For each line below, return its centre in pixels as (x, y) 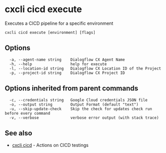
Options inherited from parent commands (72, 89)
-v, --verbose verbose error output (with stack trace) (84, 118)
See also (18, 133)
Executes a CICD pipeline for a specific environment (59, 23)
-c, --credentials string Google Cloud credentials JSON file (78, 100)
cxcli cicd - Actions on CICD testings (50, 145)
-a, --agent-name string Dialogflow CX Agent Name (67, 60)
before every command (28, 113)
